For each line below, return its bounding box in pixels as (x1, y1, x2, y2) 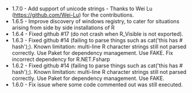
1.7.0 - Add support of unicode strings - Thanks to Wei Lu (11, 5, 153, 12)
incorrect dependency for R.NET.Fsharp (11, 56, 110, 63)
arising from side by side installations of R (11, 24, 115, 31)
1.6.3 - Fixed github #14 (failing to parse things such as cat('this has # (11, 37, 183, 44)
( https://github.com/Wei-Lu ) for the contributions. (11, 11, 134, 18)
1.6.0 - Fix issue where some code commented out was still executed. (11, 81, 183, 88)
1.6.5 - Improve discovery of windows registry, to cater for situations (11, 18, 180, 24)
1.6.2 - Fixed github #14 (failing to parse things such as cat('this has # (11, 62, 183, 69)
